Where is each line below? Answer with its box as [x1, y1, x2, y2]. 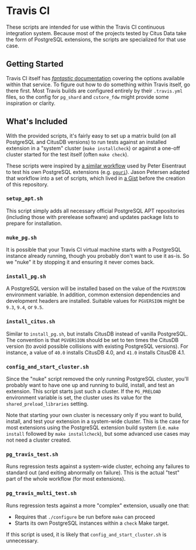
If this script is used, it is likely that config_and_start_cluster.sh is [6, 531, 167, 538]
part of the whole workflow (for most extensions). [6, 476, 126, 483]
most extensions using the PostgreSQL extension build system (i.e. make [6, 424, 180, 431]
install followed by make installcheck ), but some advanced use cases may [6, 431, 190, 438]
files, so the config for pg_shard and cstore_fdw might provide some [6, 93, 169, 100]
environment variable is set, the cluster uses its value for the [6, 394, 152, 401]
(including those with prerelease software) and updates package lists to [6, 213, 179, 220]
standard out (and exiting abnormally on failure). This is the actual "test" [6, 469, 180, 476]
